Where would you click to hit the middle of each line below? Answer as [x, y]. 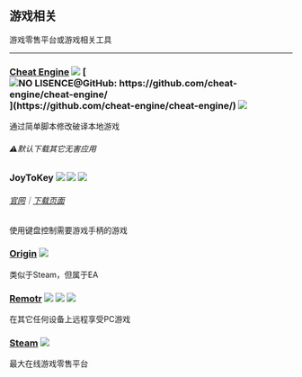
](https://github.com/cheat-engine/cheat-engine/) [123, 105]
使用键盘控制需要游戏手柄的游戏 [68, 230]
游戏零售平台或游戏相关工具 [61, 40]
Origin [23, 254]
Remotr [26, 298]
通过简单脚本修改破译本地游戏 [64, 126]
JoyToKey [31, 178]
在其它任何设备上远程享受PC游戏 [70, 319]
